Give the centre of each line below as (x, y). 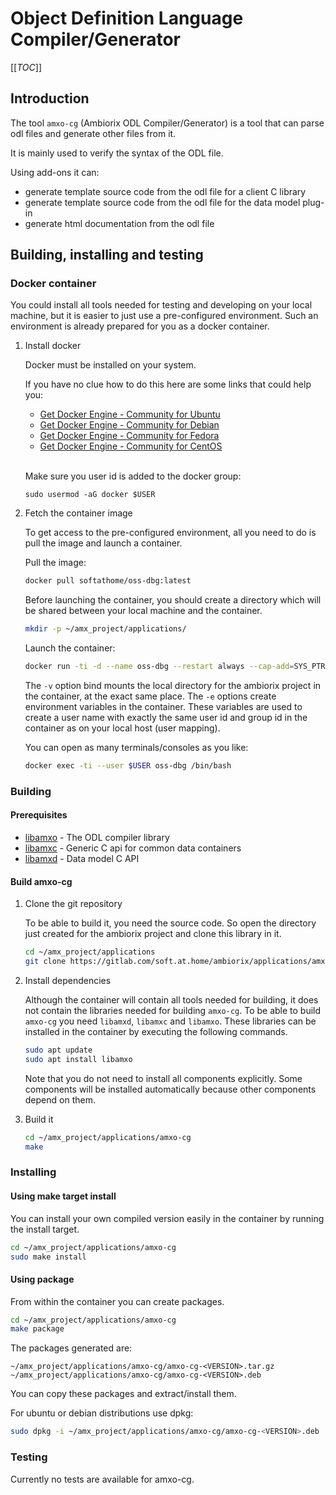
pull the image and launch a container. (103, 543)
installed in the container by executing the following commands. (156, 1032)
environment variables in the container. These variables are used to (163, 707)
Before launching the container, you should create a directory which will (173, 600)
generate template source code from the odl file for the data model (162, 202)
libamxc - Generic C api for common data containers (133, 848)
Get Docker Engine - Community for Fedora (129, 436)
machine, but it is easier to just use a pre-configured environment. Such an (164, 316)
